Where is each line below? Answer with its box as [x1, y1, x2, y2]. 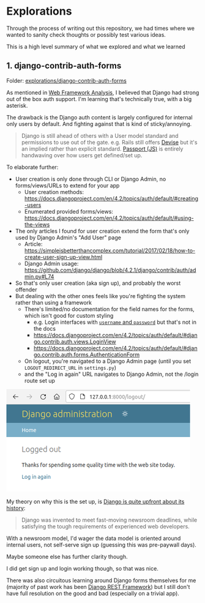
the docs [33, 324, 56, 332]
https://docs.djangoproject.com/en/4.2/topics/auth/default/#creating [24, 195, 199, 202]
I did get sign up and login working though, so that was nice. [6, 564, 159, 572]
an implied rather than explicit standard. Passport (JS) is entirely [21, 145, 184, 152]
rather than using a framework [15, 299, 92, 306]
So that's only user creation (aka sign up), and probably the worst [15, 279, 181, 287]
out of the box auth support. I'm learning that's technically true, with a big [6, 95, 192, 102]
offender [15, 286, 38, 293]
